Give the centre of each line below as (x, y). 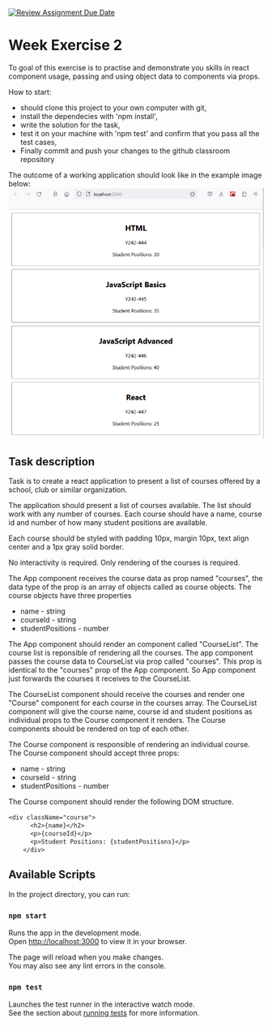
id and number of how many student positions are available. (108, 522)
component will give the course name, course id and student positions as (130, 711)
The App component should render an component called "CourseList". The (134, 643)
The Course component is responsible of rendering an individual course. (130, 744)
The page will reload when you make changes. (86, 957)
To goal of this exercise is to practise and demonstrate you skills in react (129, 67)
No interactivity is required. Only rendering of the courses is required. (124, 562)
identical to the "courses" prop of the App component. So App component (132, 669)
